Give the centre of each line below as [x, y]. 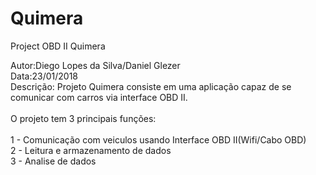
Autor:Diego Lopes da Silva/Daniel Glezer [95, 65]
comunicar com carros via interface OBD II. [99, 97]
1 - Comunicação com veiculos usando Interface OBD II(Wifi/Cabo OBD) [158, 139]
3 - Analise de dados [53, 161]
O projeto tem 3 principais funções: [83, 118]
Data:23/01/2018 [44, 76]
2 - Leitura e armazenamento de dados [91, 150]
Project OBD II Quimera [58, 46]
